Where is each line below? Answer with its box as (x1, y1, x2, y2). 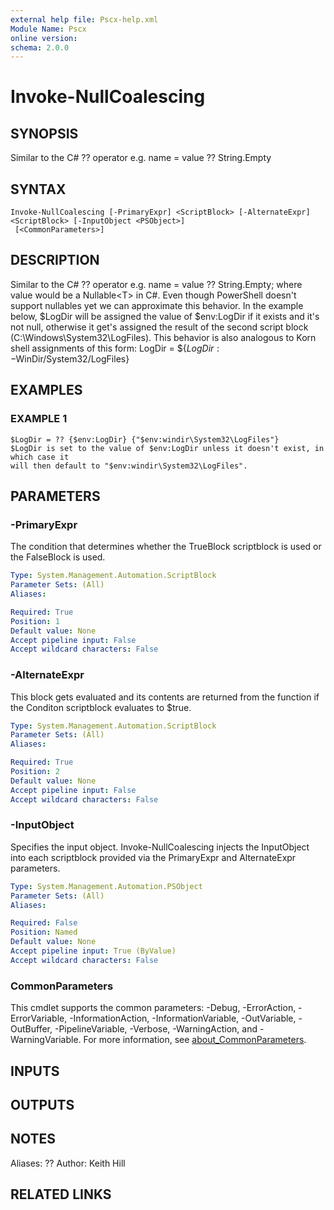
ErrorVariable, (10, 1012, 68, 1025)
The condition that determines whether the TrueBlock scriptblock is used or (10, 541, 322, 553)
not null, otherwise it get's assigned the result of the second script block (10, 321, 309, 333)
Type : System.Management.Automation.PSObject (10, 881, 203, 891)
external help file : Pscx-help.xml (10, 14, 159, 25)
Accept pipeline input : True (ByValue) (10, 946, 177, 956)
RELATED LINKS (10, 1186, 112, 1203)
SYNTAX (10, 181, 67, 198)
